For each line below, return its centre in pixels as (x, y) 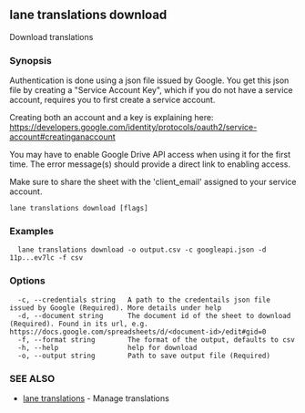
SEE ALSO (32, 378)
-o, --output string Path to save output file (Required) (144, 356)
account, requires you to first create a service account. (112, 100)
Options (27, 281)
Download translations (51, 36)
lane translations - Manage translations (96, 398)
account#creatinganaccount (62, 137)
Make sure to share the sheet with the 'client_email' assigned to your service (153, 182)
